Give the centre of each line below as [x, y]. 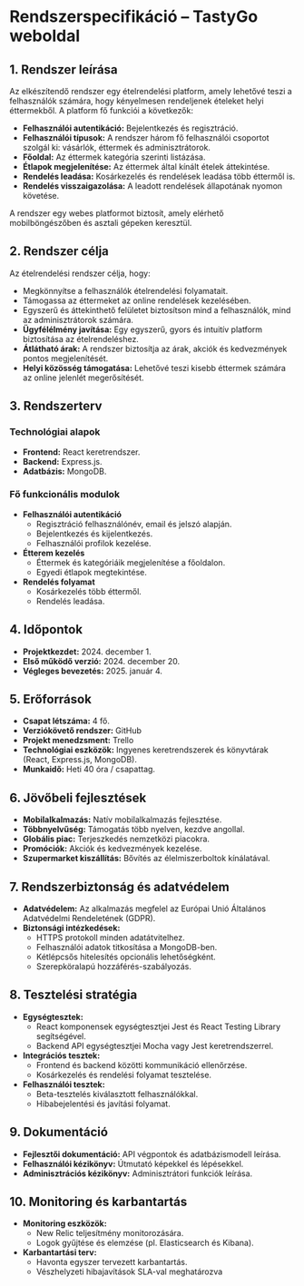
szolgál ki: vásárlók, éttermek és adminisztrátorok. [117, 147]
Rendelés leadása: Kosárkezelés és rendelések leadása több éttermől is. [159, 176]
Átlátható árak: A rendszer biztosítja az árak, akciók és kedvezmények [155, 348]
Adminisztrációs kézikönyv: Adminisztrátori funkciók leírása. [137, 1173]
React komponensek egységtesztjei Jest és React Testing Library [158, 1026]
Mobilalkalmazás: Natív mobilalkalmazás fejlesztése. [122, 820]
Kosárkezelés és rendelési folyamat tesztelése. [123, 1075]
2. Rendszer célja [59, 251]
